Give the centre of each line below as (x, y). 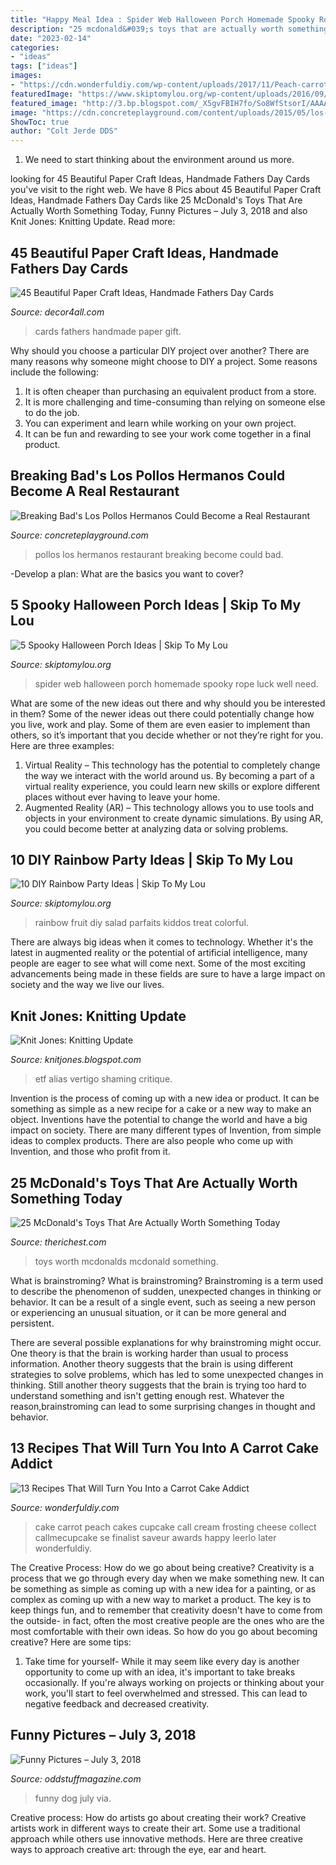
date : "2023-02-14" (51, 38)
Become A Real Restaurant (95, 491)
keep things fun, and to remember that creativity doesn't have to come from (166, 1610)
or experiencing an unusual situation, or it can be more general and (148, 1312)
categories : (35, 47)
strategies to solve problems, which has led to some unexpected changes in (167, 1374)
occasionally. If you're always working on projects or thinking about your (174, 1682)
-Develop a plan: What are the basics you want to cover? (127, 573)
